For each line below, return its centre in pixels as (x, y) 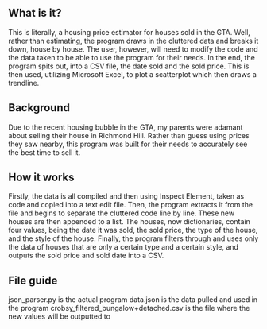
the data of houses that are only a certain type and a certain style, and (123, 247)
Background (39, 108)
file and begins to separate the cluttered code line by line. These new (122, 213)
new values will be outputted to (60, 316)
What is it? (35, 13)
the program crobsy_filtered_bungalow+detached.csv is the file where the (129, 308)
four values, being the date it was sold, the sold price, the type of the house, (133, 230)
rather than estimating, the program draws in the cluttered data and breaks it (133, 41)
